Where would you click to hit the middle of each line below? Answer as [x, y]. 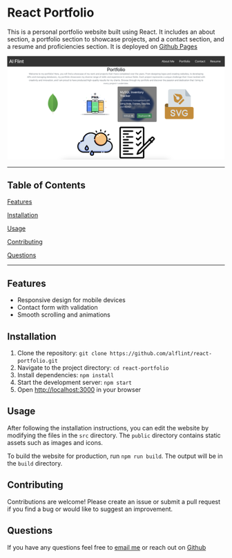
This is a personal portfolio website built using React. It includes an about [111, 32]
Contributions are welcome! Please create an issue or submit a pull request [114, 501]
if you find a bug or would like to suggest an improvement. [90, 509]
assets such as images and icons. [55, 442]
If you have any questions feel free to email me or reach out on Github [107, 547]
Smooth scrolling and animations [64, 315]
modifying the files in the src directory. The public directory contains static [114, 435]
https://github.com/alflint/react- [161, 354]
